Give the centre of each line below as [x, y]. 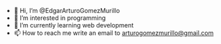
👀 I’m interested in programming [60, 18]
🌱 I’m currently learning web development [74, 25]
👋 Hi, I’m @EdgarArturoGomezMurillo [67, 11]
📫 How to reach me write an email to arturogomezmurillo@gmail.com [114, 33]
